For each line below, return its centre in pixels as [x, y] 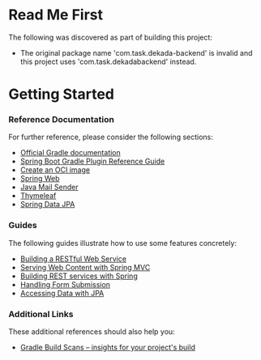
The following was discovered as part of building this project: [111, 37]
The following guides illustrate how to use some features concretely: [123, 243]
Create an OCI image [55, 170]
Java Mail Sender [49, 187]
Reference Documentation [62, 120]
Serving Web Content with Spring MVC [85, 267]
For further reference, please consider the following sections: [111, 137]
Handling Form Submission [65, 284]
